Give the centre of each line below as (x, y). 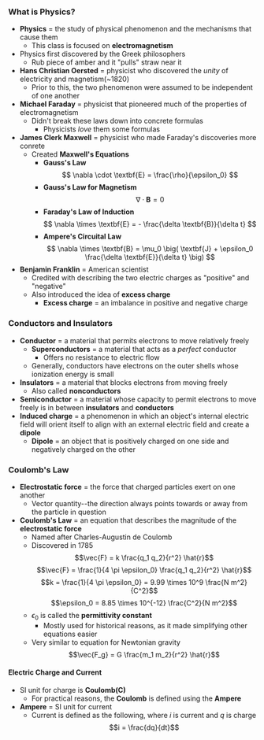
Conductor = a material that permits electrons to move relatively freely (134, 340)
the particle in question (69, 512)
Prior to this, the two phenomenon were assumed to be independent (142, 87)
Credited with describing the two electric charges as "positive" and (140, 278)
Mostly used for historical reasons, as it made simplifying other (145, 625)
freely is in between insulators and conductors (97, 407)
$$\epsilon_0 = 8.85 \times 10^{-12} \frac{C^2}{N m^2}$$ (144, 603)
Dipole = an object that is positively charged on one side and (130, 441)
